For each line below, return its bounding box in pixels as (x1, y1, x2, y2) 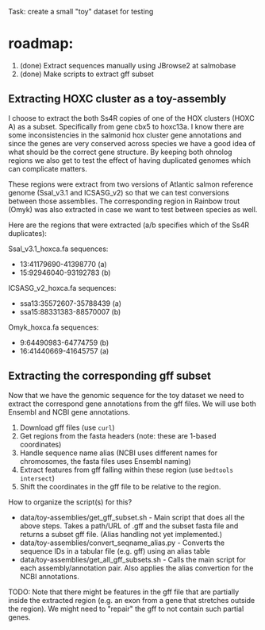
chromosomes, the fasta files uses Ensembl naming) (19, 456, 192, 466)
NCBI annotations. (19, 571, 79, 581)
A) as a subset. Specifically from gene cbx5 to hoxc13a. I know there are (8, 122, 244, 131)
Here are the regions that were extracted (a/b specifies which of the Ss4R (8, 220, 250, 230)
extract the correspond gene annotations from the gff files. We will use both (8, 399, 256, 408)
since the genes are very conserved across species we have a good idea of (8, 138, 255, 148)
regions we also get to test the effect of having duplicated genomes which (8, 155, 252, 165)
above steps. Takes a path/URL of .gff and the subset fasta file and (19, 520, 239, 531)
